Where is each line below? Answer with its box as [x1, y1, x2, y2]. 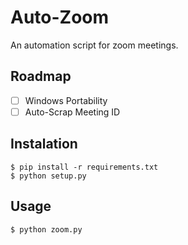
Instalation [10, 136, 78, 153]
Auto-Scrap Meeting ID [24, 106, 121, 118]
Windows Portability [24, 94, 108, 106]
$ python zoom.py [10, 224, 83, 235]
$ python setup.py [10, 171, 87, 181]
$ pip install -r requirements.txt [10, 162, 159, 172]
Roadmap [10, 68, 72, 85]
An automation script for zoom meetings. [10, 39, 179, 51]
